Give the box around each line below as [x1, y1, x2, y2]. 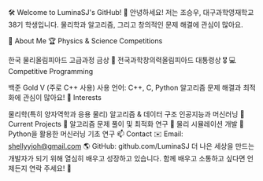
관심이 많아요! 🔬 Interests [22, 93, 102, 102]
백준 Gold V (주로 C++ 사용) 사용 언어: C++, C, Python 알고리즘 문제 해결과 [8, 83, 242, 92]
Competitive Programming [8, 67, 94, 76]
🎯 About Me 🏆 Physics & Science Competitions [8, 36, 163, 46]
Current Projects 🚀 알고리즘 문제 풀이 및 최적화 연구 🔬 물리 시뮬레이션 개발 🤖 [8, 120, 244, 128]
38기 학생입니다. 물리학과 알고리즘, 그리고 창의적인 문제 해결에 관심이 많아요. [8, 20, 244, 29]
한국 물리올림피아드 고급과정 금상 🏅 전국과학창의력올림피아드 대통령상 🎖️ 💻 [8, 55, 236, 65]
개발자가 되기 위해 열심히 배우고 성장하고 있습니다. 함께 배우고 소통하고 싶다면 [8, 153, 246, 163]
